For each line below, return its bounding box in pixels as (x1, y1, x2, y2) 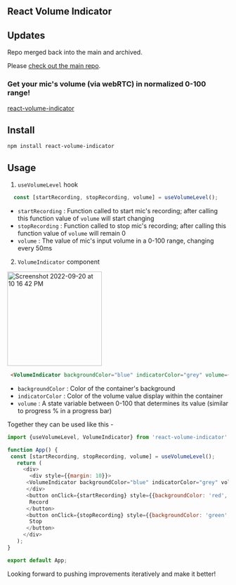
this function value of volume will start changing (17, 214, 155, 222)
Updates (7, 29, 46, 41)
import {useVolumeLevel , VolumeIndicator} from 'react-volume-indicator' (7, 433, 228, 441)
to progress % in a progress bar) (17, 406, 112, 415)
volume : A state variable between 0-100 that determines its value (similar (17, 399, 229, 408)
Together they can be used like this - (7, 420, 114, 429)
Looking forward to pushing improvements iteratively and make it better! (7, 570, 216, 578)
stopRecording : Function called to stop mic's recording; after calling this (17, 222, 227, 230)
